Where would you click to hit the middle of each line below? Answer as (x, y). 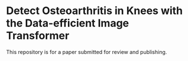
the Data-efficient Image (68, 23)
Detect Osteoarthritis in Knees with (95, 11)
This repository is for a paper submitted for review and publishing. (87, 52)
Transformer (38, 36)
